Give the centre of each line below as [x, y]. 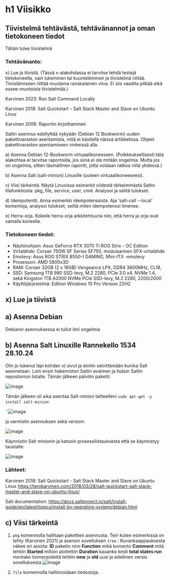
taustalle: [15, 446]
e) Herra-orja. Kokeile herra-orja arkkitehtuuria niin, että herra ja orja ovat [82, 216]
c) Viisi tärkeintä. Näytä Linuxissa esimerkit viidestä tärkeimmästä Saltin [80, 185]
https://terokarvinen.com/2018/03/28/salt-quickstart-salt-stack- [85, 486]
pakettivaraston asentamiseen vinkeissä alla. [52, 145]
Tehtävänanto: [24, 61]
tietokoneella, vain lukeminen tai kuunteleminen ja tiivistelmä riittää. [75, 78]
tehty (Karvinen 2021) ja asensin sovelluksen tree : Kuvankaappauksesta [89, 540]
